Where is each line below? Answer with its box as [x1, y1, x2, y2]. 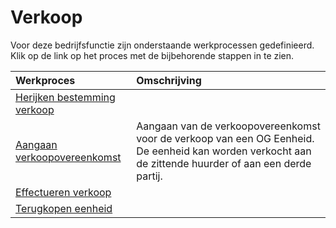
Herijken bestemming [15, 90, 116, 104]
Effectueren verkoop [15, 185, 112, 199]
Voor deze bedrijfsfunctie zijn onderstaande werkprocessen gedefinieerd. [10, 39, 315, 51]
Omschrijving [136, 73, 202, 87]
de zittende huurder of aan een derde [136, 156, 312, 170]
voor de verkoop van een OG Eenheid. [136, 131, 315, 145]
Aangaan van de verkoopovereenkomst [136, 119, 321, 133]
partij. [136, 169, 163, 183]
